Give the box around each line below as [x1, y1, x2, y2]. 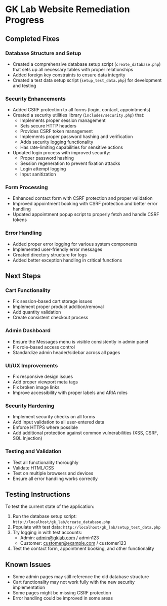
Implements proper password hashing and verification [20, 134, 133, 140]
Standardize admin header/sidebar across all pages [12, 349, 120, 355]
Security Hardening [5, 402, 55, 409]
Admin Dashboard [5, 327, 51, 334]
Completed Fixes [5, 34, 60, 43]
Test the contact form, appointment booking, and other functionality [12, 545, 154, 552]
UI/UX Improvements [5, 362, 58, 369]
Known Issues [5, 560, 51, 569]
